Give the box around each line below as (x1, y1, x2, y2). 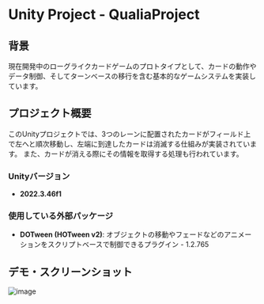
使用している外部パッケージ (8, 211, 113, 222)
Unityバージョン (8, 170, 70, 181)
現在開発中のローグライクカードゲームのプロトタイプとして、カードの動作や (8, 62, 257, 70)
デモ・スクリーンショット (8, 265, 133, 279)
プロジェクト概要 (8, 107, 92, 120)
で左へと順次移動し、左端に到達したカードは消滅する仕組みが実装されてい (8, 139, 251, 148)
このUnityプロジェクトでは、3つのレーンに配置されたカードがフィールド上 (8, 129, 251, 139)
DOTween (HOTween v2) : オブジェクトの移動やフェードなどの (19, 230, 224, 239)
